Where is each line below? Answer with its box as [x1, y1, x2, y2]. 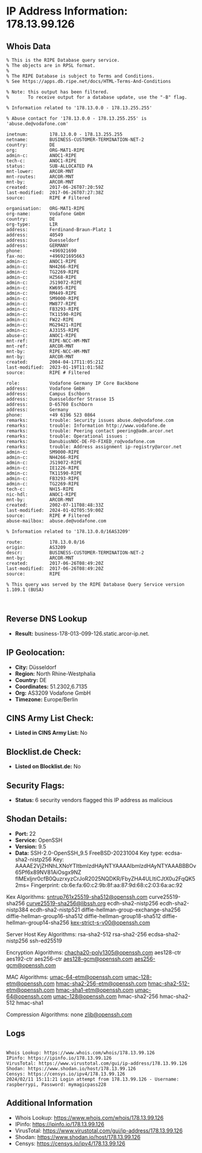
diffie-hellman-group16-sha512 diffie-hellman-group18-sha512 [6, 912, 162, 919]
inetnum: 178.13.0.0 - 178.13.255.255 [6, 131, 122, 137]
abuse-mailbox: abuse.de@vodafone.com [6, 518, 107, 524]
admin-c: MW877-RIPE [6, 301, 77, 307]
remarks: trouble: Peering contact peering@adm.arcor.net [6, 428, 174, 434]
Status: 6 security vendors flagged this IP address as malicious [14, 797, 173, 804]
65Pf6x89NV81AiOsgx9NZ [14, 869, 81, 876]
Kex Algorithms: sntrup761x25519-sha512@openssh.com [6, 893, 148, 900]
